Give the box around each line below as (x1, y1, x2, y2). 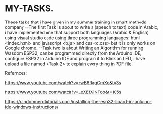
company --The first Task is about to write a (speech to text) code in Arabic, (5, 24, 159, 30)
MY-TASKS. (5, 3, 54, 14)
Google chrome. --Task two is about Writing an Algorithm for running (5, 45, 144, 51)
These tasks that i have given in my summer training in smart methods (5, 19, 147, 25)
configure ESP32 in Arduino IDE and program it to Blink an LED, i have (5, 55, 146, 61)
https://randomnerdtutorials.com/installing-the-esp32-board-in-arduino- (5, 98, 152, 104)
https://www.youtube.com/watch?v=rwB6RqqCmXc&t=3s (5, 79, 121, 86)
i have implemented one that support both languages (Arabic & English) (5, 29, 149, 35)
